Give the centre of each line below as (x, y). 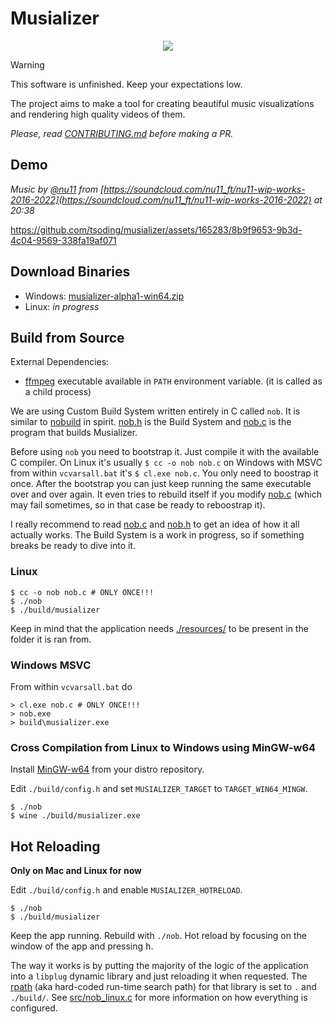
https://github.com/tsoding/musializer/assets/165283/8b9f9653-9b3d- (156, 229)
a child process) (58, 392)
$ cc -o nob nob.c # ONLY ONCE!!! (82, 592)
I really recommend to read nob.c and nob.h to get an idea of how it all (155, 524)
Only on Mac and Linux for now (76, 871)
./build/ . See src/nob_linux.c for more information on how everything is (159, 998)
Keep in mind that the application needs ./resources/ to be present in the (159, 628)
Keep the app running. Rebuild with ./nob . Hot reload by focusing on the (158, 936)
